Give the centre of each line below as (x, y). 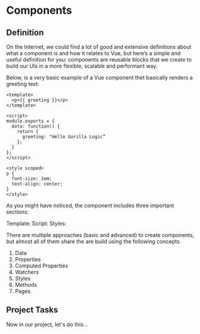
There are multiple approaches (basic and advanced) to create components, (100, 235)
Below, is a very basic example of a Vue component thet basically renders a (100, 78)
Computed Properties (41, 266)
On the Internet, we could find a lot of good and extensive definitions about (99, 47)
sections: (17, 212)
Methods (26, 285)
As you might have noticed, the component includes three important (90, 205)
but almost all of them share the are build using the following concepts (93, 241)
